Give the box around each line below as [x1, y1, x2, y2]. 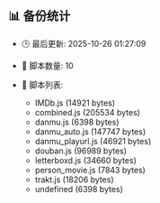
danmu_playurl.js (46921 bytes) [34, 135, 152, 146]
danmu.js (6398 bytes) [34, 116, 120, 127]
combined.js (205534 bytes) [34, 106, 141, 117]
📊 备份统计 [8, 8, 71, 24]
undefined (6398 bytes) [34, 183, 123, 194]
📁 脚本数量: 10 [21, 60, 74, 70]
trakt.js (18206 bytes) [34, 174, 114, 185]
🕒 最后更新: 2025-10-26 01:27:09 [21, 38, 147, 49]
